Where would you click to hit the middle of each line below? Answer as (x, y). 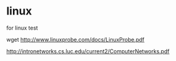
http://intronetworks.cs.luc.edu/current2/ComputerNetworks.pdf (88, 51)
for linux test (22, 28)
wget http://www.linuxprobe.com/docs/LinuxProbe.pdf (75, 39)
